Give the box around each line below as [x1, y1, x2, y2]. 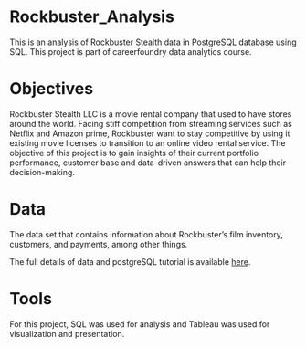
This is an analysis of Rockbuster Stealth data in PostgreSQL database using [9, 37, 297, 47]
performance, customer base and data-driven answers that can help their [9, 157, 286, 168]
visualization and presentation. [9, 328, 125, 339]
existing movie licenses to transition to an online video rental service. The [9, 137, 286, 148]
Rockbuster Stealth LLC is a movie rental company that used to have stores [9, 108, 292, 120]
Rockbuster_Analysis [9, 6, 175, 27]
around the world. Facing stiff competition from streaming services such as [9, 118, 292, 129]
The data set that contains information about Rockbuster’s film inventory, [9, 228, 283, 239]
